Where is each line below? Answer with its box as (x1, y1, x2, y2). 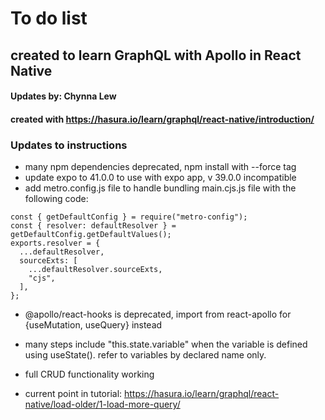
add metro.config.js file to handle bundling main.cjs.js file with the (24, 182, 297, 194)
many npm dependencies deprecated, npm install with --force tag (24, 161, 297, 173)
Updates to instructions (10, 138, 128, 152)
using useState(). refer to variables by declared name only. (24, 349, 267, 361)
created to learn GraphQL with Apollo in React (10, 47, 302, 64)
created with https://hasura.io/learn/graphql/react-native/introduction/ (10, 113, 315, 125)
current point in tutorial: (24, 388, 123, 400)
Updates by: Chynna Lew (10, 90, 117, 102)
